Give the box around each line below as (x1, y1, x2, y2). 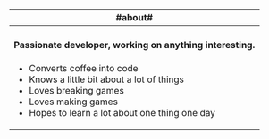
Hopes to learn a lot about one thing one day (29, 106, 216, 119)
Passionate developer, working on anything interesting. (13, 39, 256, 52)
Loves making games (29, 95, 119, 108)
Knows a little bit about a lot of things (29, 73, 185, 86)
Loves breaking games (29, 84, 125, 96)
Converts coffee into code (29, 61, 139, 74)
